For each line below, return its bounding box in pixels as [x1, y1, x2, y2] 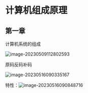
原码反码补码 [5, 61, 32, 68]
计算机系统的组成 [5, 41, 41, 47]
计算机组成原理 [5, 5, 68, 16]
